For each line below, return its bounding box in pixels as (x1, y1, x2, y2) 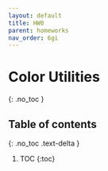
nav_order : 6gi (8, 33, 59, 42)
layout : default (8, 11, 62, 20)
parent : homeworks (8, 26, 69, 34)
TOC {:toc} (19, 154, 56, 163)
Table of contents (8, 117, 97, 131)
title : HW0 (8, 19, 44, 27)
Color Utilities (8, 68, 101, 86)
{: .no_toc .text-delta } (8, 138, 80, 148)
